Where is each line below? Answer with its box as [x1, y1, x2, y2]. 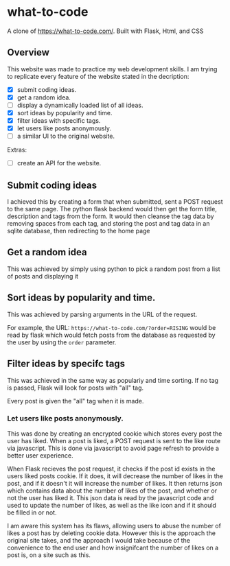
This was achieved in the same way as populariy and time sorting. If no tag [7, 376, 218, 384]
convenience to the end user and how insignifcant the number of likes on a [7, 543, 219, 552]
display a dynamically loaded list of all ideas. [16, 101, 143, 109]
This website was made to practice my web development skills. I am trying [7, 64, 218, 73]
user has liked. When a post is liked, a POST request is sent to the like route [7, 436, 221, 445]
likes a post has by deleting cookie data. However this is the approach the [7, 529, 216, 537]
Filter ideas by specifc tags [7, 358, 126, 370]
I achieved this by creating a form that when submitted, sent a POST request [7, 198, 223, 206]
